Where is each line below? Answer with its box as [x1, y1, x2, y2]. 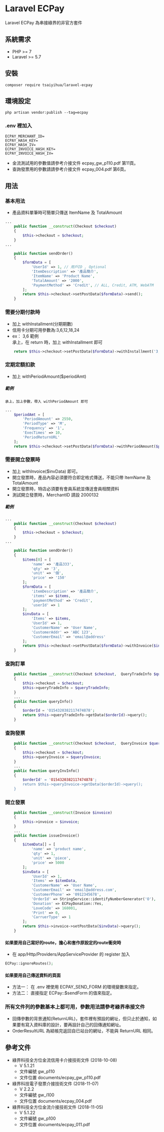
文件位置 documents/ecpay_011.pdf [19, 1122, 90, 1128]
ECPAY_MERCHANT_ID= [5, 134, 45, 139]
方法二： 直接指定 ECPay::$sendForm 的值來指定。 [12, 990, 115, 996]
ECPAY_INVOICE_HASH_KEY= [5, 147, 56, 151]
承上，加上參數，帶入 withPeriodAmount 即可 [5, 399, 88, 404]
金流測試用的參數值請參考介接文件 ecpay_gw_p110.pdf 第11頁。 [12, 160, 138, 166]
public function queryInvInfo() [14, 768, 80, 773]
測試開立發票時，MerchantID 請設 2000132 [12, 492, 99, 498]
